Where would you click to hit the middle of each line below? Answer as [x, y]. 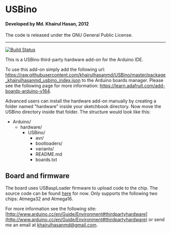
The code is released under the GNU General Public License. [69, 35]
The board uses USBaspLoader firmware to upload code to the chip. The [81, 188]
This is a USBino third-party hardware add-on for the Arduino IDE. [74, 60]
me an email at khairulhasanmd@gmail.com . [52, 225]
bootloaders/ [49, 143]
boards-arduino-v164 [27, 91]
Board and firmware [37, 176]
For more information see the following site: [51, 209]
